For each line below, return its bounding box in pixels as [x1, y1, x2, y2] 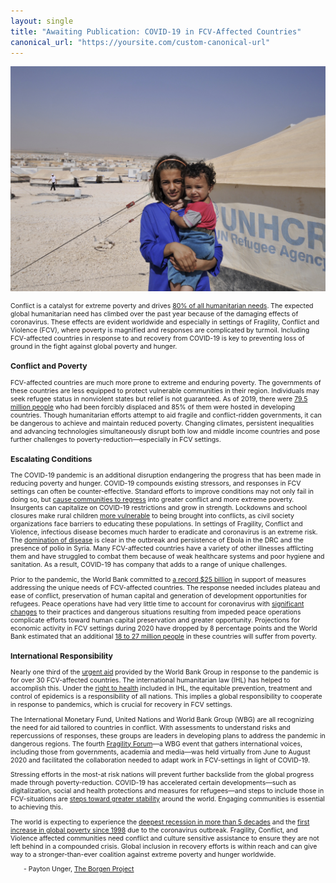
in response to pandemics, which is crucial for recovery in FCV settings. [10, 700, 233, 710]
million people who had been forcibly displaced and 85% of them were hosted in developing [10, 402, 296, 412]
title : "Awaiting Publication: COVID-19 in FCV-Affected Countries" [10, 26, 302, 37]
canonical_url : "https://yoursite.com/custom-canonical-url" [10, 37, 271, 47]
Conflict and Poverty [10, 361, 88, 372]
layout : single [10, 16, 74, 26]
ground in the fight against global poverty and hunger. [10, 342, 178, 352]
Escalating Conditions [10, 453, 93, 464]
